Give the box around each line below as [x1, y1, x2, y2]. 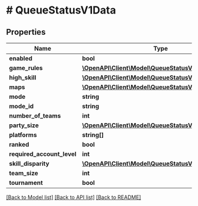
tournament [9, 179, 43, 187]
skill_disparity [9, 160, 49, 168]
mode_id [9, 102, 34, 110]
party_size [9, 121, 39, 129]
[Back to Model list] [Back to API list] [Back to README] [6, 194, 141, 201]
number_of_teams [9, 112, 61, 119]
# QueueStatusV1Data [6, 4, 116, 17]
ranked [9, 141, 29, 148]
